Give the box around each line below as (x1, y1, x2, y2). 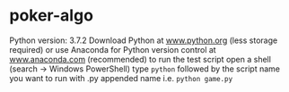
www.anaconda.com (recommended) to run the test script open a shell (9, 54, 272, 64)
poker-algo (9, 5, 94, 26)
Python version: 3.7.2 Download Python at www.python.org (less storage (9, 35, 278, 46)
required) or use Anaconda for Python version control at (9, 44, 217, 54)
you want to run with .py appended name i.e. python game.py (9, 72, 233, 83)
